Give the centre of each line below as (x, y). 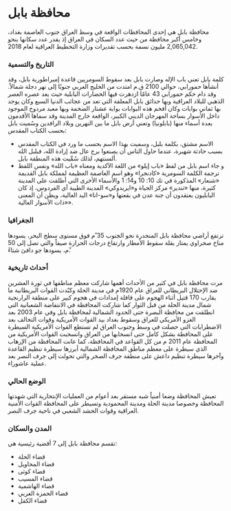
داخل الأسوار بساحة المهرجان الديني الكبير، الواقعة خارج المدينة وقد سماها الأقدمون (114, 116)
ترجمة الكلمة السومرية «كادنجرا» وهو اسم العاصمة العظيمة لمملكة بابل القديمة (118, 173)
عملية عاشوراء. (27, 363)
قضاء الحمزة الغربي (43, 493)
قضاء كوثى (31, 471)
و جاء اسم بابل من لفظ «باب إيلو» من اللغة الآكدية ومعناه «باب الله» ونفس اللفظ (121, 166)
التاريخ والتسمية (31, 64)
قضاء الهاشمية (36, 486)
